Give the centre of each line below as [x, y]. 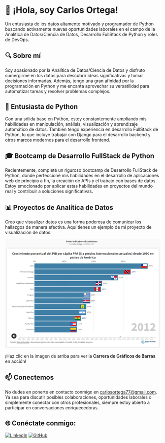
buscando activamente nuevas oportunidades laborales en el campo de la [80, 29]
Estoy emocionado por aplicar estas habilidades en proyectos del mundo [79, 186]
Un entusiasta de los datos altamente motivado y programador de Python [80, 24]
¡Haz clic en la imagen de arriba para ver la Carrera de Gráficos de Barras [81, 356]
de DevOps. [17, 40]
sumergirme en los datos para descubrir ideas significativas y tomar [74, 75]
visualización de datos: [28, 233]
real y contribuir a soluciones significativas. [49, 191]
